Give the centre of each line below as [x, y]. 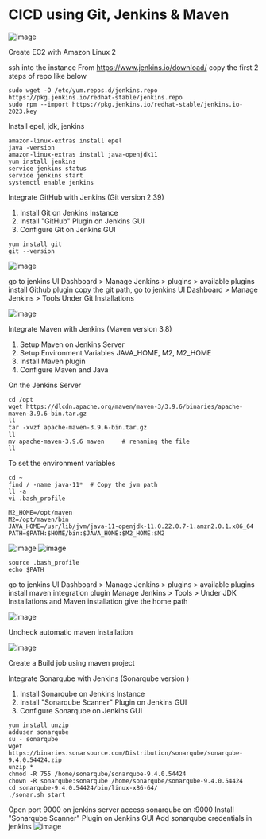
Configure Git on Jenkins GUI [67, 229]
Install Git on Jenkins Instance [69, 212]
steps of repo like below [48, 76]
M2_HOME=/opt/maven [40, 512]
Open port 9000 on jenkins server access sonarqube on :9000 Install [121, 810]
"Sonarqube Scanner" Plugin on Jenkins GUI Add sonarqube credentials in [130, 818]
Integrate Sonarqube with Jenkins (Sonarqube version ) [99, 678]
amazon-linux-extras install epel [66, 141]
